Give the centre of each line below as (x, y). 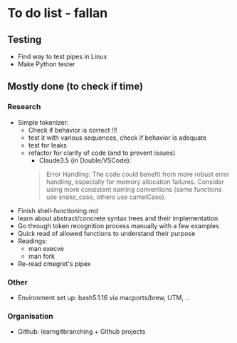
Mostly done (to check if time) (75, 87)
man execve (46, 248)
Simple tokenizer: (43, 122)
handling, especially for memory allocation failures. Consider (135, 181)
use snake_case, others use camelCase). (106, 197)
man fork (42, 256)
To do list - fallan (58, 13)
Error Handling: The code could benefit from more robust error (138, 174)
